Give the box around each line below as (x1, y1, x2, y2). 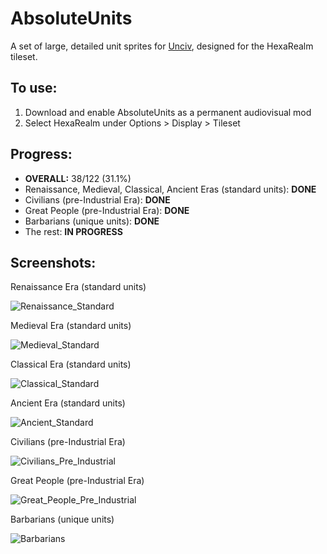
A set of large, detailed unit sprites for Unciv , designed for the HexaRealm (10, 40, 314, 52)
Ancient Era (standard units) (10, 397, 126, 409)
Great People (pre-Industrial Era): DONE (24, 204, 190, 216)
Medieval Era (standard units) (10, 320, 132, 332)
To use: (10, 80, 58, 97)
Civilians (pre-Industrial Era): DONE (24, 193, 171, 206)
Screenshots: (10, 254, 97, 271)
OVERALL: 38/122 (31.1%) (24, 172, 132, 184)
